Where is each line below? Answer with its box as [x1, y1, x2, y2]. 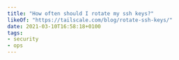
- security [7, 36, 39, 43]
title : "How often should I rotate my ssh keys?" [7, 10, 155, 17]
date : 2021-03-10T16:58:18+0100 [7, 23, 101, 30]
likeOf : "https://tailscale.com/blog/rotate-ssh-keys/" [7, 17, 173, 23]
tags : [7, 29, 23, 37]
